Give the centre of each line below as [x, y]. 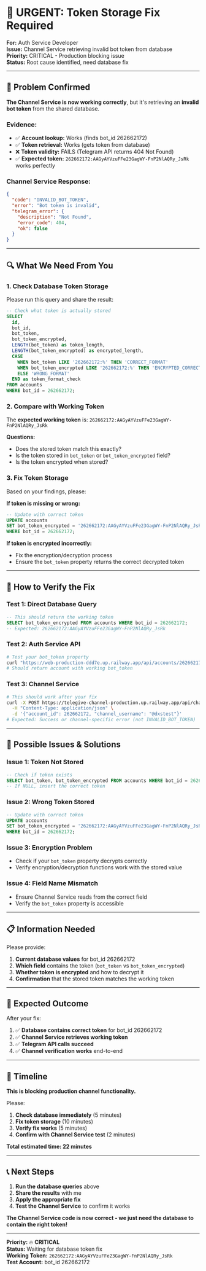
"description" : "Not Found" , [55, 217]
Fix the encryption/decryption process [64, 555]
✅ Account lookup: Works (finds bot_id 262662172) [81, 138]
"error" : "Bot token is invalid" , [56, 206]
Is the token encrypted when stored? [62, 462]
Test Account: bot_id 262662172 [48, 1262]
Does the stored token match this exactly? [68, 449]
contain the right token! [37, 1224]
